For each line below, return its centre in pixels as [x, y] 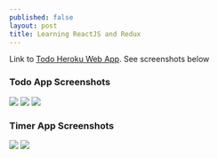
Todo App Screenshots [60, 83]
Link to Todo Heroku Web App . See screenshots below [109, 59]
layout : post [33, 26]
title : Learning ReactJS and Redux [75, 34]
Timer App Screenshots [61, 125]
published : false [41, 17]
